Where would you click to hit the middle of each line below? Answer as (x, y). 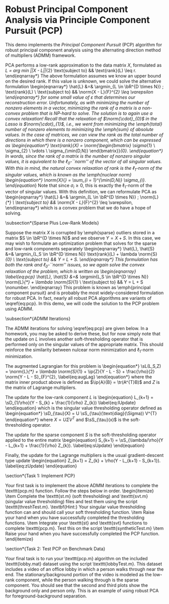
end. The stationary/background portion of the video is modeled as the (78, 574)
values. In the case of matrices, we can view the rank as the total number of (84, 135)
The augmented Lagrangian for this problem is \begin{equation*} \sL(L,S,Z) (83, 366)
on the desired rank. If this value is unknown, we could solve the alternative (83, 81)
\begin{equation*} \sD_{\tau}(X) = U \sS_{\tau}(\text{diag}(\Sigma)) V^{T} (81, 413)
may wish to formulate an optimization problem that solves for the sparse (81, 243)
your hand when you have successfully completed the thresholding (75, 517)
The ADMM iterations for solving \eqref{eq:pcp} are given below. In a (77, 328)
